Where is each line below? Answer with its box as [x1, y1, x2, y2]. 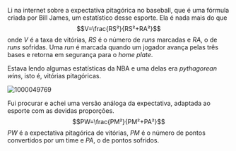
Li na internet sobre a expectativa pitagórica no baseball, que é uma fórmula [7, 6, 230, 14]
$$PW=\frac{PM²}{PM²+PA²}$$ [72, 118, 165, 126]
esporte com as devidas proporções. [7, 107, 114, 115]
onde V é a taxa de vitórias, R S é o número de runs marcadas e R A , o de [7, 35, 218, 44]
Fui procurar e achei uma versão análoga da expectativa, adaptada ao [7, 99, 211, 107]
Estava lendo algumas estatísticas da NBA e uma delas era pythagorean [7, 64, 218, 73]
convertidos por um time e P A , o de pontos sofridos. [7, 136, 160, 144]
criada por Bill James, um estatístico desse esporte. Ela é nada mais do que [7, 13, 228, 22]
